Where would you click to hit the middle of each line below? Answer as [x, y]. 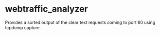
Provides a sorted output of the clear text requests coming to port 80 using [80, 22]
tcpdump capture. [23, 27]
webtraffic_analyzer [47, 9]
